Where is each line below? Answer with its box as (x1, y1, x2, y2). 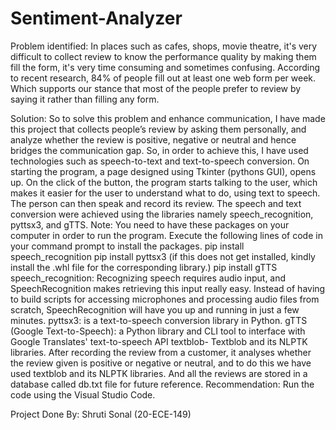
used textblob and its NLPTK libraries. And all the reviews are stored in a (10, 367, 308, 379)
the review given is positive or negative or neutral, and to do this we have (10, 357, 312, 369)
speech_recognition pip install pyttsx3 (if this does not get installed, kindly (10, 250, 316, 262)
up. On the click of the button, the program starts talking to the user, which (10, 176, 318, 188)
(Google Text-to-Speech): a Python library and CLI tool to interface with (10, 325, 306, 337)
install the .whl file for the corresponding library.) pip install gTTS (10, 261, 278, 273)
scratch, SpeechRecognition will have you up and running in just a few (10, 303, 300, 316)
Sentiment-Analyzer (10, 7, 183, 30)
